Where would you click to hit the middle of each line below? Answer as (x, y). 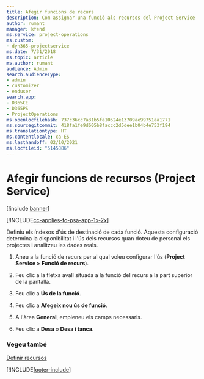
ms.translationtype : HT (37, 131)
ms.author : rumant (30, 63)
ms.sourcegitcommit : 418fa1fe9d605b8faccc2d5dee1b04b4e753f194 (89, 126)
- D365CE (17, 103)
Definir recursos (27, 358)
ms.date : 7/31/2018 (31, 52)
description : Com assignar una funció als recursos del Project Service (101, 18)
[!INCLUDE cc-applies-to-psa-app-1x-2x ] (58, 220)
